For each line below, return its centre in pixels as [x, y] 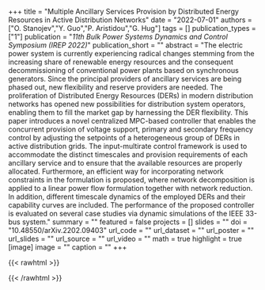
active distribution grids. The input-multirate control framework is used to [128, 146]
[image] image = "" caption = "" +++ [68, 247]
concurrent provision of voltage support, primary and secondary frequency [131, 129]
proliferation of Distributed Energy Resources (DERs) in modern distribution [131, 95]
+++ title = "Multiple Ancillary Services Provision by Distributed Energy [124, 11]
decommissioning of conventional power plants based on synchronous [123, 70]
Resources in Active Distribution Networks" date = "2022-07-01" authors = [131, 20]
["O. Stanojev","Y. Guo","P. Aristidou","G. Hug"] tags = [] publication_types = [132, 28]
